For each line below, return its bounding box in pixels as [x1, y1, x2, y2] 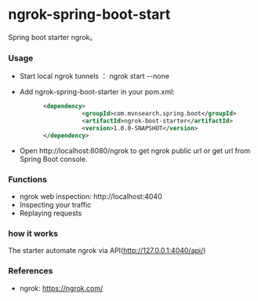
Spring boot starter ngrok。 [8, 32, 97, 42]
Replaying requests [19, 208, 82, 218]
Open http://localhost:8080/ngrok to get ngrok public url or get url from [19, 145, 251, 155]
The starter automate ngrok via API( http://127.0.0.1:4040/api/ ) [8, 246, 206, 255]
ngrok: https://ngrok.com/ [19, 283, 104, 292]
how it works [8, 228, 59, 239]
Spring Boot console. [19, 154, 88, 163]
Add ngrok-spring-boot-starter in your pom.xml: [19, 87, 175, 97]
